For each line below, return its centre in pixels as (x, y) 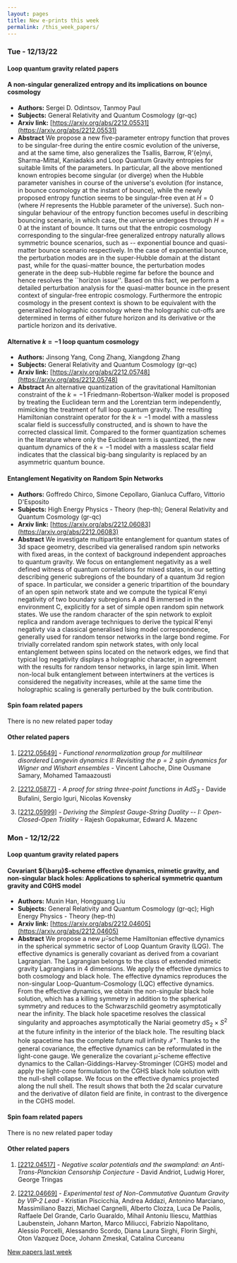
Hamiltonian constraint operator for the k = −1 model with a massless (118, 417)
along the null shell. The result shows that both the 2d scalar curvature (120, 1086)
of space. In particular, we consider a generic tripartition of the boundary (123, 584)
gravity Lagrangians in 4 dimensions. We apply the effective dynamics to (123, 969)
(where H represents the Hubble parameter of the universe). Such (113, 205)
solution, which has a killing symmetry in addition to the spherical (113, 999)
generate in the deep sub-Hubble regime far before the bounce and (116, 273)
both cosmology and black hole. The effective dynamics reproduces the (122, 976)
